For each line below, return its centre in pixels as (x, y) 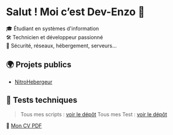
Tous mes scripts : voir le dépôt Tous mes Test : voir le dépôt (94, 114)
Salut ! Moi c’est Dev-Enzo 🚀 (75, 12)
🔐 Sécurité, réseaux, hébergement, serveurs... (61, 46)
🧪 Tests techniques (42, 100)
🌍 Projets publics (39, 65)
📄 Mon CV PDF (24, 126)
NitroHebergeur (33, 82)
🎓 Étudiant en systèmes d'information (53, 28)
